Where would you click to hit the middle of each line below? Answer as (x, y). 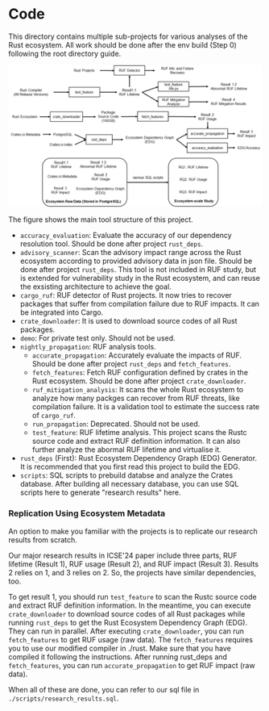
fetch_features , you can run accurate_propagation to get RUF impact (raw (132, 665)
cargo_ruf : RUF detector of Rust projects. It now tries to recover (126, 295)
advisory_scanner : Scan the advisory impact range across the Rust (130, 253)
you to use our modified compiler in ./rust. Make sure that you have (120, 648)
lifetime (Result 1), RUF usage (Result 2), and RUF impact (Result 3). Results (134, 564)
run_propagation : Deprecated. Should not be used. (116, 424)
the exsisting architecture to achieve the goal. (95, 286)
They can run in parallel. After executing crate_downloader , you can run (126, 631)
